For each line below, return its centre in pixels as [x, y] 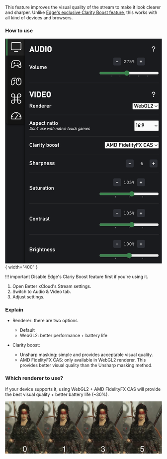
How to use [19, 30]
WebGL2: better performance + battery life [64, 336]
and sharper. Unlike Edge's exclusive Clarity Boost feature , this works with [81, 12]
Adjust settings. [28, 297]
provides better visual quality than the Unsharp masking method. [86, 366]
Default [27, 330]
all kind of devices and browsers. [39, 18]
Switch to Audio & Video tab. [42, 292]
